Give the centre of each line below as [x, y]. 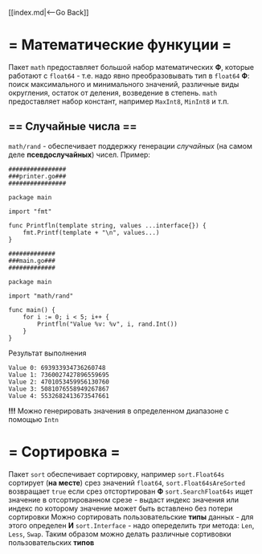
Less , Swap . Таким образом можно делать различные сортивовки [120, 534]
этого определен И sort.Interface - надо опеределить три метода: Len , [131, 525]
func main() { [32, 310]
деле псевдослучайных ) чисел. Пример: [80, 154]
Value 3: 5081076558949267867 [59, 389]
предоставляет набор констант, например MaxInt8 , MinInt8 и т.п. [119, 101]
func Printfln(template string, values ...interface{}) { [107, 225]
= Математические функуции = [120, 45]
